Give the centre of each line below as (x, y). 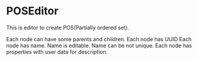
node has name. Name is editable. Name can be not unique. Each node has (99, 45)
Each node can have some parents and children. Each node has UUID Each (99, 39)
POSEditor (32, 11)
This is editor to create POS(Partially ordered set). (68, 28)
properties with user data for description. (57, 51)
